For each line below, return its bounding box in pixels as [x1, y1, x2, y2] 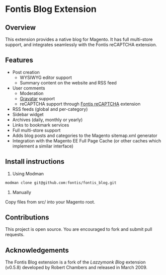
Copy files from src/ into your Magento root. [5, 199, 95, 205]
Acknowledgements [5, 246, 69, 254]
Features [5, 56, 33, 65]
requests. [5, 232, 25, 238]
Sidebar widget [12, 111, 44, 117]
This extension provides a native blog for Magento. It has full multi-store [5, 36, 153, 42]
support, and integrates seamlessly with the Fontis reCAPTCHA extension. [5, 42, 158, 48]
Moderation [19, 90, 44, 96]
